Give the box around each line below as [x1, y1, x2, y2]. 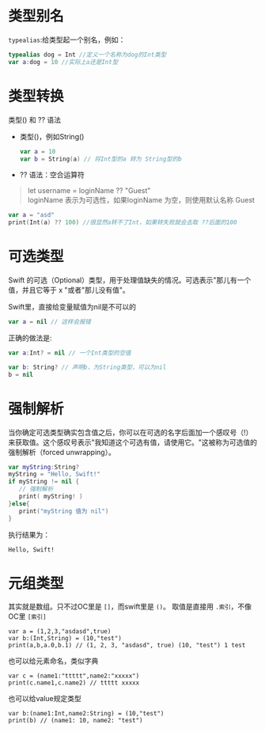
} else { [8, 499, 30, 507]
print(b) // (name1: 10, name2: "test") [8, 717, 144, 725]
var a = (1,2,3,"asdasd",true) [8, 628, 112, 635]
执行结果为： [8, 529, 50, 539]
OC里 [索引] [8, 612, 47, 621]
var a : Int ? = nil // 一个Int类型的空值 [8, 349, 132, 357]
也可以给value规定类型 [8, 694, 81, 704]
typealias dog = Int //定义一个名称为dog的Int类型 [8, 51, 167, 59]
